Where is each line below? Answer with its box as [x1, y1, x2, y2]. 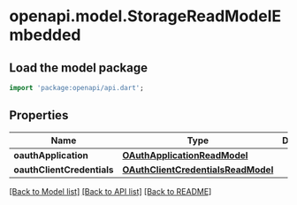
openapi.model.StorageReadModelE [9, 6, 281, 27]
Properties [9, 108, 69, 123]
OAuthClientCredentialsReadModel [122, 163, 274, 176]
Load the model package [9, 60, 148, 75]
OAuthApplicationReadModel [122, 148, 248, 161]
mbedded [9, 25, 81, 45]
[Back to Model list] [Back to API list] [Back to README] [9, 186, 212, 196]
